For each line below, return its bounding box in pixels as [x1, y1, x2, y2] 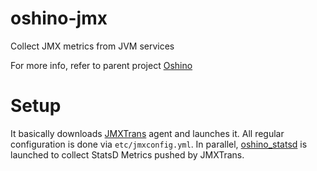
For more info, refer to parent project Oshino [10, 59, 193, 71]
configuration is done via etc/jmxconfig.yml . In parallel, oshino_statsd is [10, 138, 308, 150]
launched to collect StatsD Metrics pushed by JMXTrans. [10, 148, 245, 161]
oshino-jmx [10, 7, 108, 30]
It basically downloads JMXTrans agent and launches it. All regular [10, 127, 285, 139]
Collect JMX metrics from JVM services [10, 40, 175, 52]
